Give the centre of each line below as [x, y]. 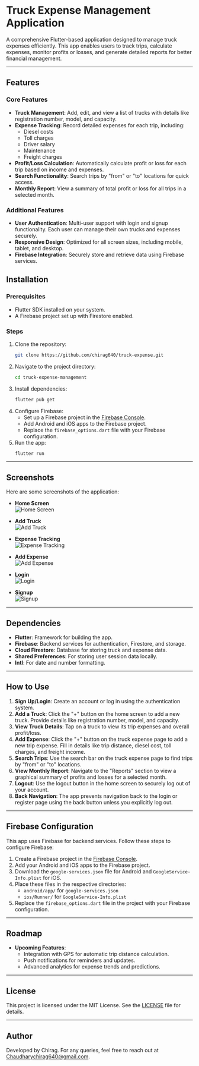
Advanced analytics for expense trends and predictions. [92, 967]
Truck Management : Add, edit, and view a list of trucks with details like [102, 112]
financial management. [34, 58]
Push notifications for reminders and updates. [79, 960]
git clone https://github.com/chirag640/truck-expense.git [89, 355]
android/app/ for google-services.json [71, 890]
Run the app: [30, 442]
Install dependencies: [41, 389]
